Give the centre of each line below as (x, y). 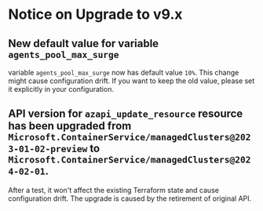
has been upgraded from (70, 126)
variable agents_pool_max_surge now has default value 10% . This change (124, 73)
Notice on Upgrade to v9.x (95, 15)
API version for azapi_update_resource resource (126, 114)
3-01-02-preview (48, 149)
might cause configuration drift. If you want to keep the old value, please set (131, 81)
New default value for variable (84, 44)
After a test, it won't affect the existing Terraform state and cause (114, 190)
